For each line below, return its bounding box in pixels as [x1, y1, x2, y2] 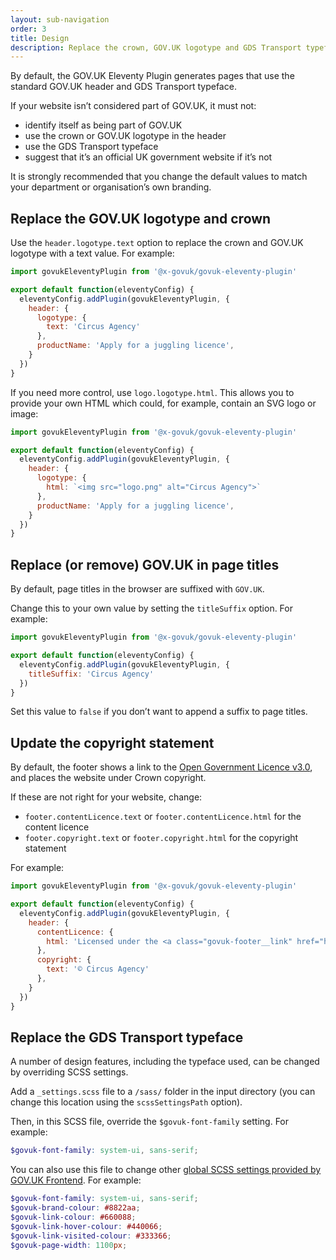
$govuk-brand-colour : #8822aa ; [10, 1203, 141, 1213]
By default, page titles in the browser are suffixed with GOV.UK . [10, 583, 265, 595]
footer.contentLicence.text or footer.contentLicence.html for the [24, 811, 302, 823]
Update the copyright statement [10, 734, 215, 751]
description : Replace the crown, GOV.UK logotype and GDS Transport [10, 42, 302, 53]
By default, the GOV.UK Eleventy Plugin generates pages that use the [10, 70, 295, 82]
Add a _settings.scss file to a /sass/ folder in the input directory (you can [10, 1086, 316, 1098]
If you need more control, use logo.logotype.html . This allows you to [10, 386, 295, 398]
